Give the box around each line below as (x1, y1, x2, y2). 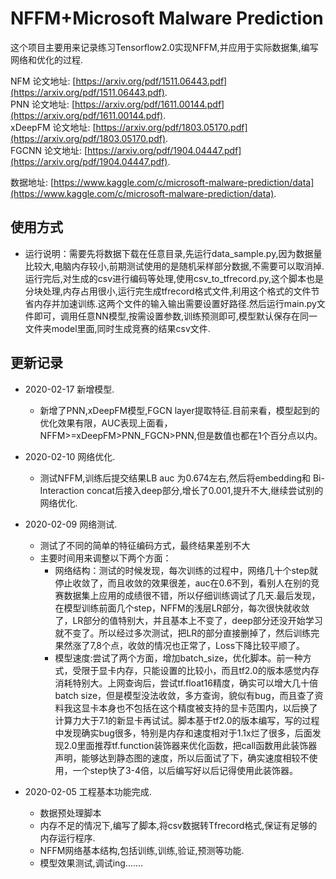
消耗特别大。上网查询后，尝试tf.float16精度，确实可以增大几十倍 (54, 677, 318, 689)
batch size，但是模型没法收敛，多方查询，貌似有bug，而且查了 (54, 689, 315, 701)
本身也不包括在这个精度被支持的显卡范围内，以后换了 (98, 702, 318, 714)
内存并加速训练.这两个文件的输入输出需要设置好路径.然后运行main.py (33, 297, 317, 309)
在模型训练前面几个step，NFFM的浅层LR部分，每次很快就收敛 (54, 602, 310, 614)
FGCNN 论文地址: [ (10, 144, 88, 156)
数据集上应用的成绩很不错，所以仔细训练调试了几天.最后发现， (63, 589, 321, 601)
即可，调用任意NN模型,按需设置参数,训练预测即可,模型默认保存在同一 (33, 310, 318, 322)
